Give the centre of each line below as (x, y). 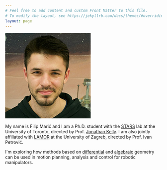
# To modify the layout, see (35, 16)
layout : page (19, 21)
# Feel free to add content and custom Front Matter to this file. (77, 10)
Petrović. (14, 142)
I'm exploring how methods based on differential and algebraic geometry (80, 152)
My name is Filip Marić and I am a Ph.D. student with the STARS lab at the (80, 126)
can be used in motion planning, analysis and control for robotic (70, 157)
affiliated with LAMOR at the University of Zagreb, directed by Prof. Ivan (79, 137)
